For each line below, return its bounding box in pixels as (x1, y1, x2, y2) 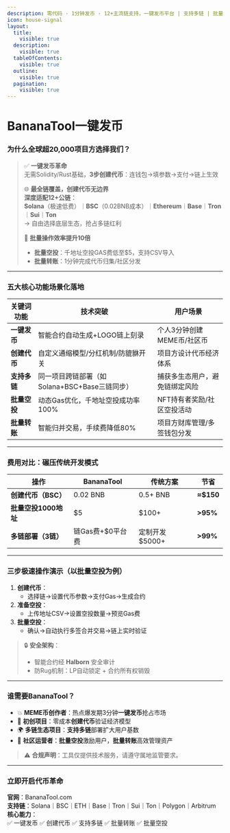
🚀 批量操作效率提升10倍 (23, 233, 91, 242)
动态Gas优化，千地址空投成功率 (38, 396, 140, 405)
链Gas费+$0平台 (73, 527, 127, 536)
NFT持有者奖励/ (157, 394, 208, 404)
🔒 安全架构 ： (23, 641, 60, 649)
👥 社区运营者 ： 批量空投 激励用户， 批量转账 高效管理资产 (16, 736, 173, 744)
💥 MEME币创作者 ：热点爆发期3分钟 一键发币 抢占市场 (16, 708, 166, 716)
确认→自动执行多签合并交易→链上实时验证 (27, 626, 147, 635)
